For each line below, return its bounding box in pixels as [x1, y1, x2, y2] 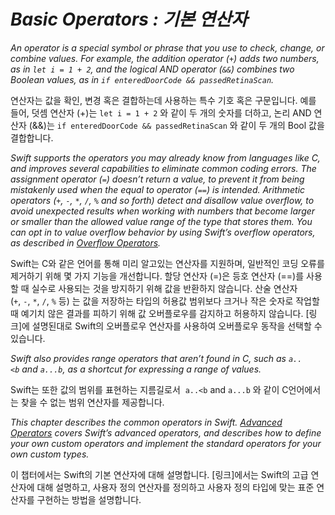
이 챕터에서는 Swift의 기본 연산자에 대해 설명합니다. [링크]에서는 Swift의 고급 [10, 468, 309, 480]
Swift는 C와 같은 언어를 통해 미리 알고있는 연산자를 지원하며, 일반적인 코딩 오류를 [10, 257, 325, 269]
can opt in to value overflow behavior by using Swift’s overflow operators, [10, 226, 316, 238]
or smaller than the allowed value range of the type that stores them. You [10, 215, 313, 227]
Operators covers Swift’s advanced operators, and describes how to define [10, 426, 322, 439]
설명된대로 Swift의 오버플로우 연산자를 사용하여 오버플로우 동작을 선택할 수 [31, 320, 323, 332]
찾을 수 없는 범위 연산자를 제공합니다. [20, 396, 165, 408]
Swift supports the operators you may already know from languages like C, [10, 151, 321, 164]
